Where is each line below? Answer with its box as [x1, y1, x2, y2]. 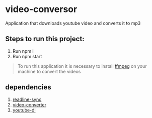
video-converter [12, 101, 47, 107]
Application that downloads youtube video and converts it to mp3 [5, 20, 141, 26]
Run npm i [12, 48, 34, 54]
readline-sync [12, 96, 42, 102]
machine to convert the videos [17, 68, 81, 74]
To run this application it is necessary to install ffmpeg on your [17, 63, 147, 69]
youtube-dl [12, 107, 36, 113]
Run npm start [12, 53, 42, 59]
